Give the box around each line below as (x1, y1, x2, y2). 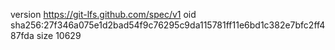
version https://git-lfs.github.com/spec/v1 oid (10, 9, 197, 20)
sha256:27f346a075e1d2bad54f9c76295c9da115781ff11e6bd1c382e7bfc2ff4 (10, 19, 326, 31)
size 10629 (36, 30, 82, 41)
